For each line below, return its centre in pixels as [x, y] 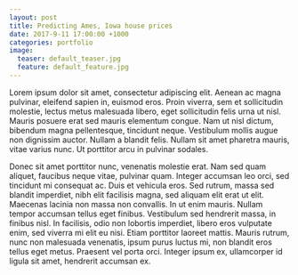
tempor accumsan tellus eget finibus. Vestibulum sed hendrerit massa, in [143, 214]
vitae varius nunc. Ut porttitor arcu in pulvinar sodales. [109, 149]
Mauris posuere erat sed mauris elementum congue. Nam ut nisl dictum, [141, 120]
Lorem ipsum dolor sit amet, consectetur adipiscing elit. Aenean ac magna [145, 92]
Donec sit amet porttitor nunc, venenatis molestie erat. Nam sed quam [138, 166]
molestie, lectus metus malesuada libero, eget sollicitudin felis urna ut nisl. [145, 111]
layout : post [33, 17]
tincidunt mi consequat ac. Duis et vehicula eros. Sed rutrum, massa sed [142, 185]
